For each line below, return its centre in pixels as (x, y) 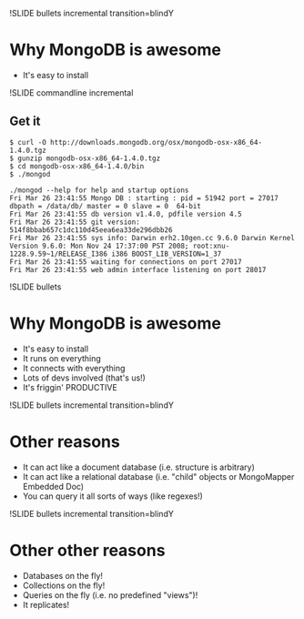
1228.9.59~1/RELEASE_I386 (58, 254)
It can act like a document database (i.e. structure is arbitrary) (138, 467)
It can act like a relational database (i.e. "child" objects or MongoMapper (158, 476)
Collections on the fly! (64, 585)
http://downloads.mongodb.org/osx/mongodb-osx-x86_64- (156, 142)
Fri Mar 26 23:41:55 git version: (75, 222)
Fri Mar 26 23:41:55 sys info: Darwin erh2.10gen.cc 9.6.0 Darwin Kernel (152, 238)
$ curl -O (28, 142)
